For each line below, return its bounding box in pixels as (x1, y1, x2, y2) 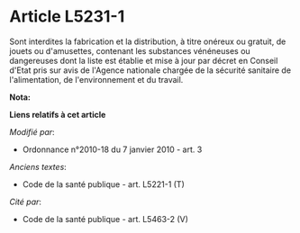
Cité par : (9, 196, 42, 207)
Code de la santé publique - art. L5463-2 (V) (22, 213, 189, 224)
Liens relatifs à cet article (9, 109, 106, 120)
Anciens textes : (9, 161, 68, 172)
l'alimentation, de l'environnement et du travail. (9, 74, 184, 85)
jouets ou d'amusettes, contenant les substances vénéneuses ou (9, 45, 250, 56)
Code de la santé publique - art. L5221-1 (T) (22, 178, 185, 190)
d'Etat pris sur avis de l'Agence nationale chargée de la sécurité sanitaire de (9, 65, 291, 76)
